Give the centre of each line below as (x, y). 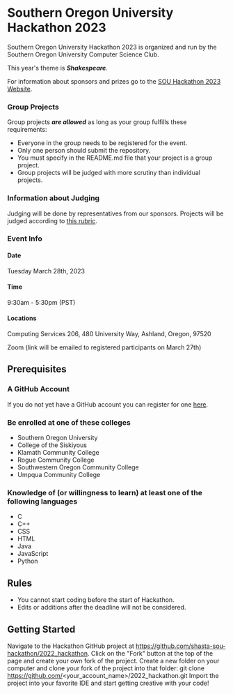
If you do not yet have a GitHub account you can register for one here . (108, 404)
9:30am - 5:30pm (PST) (41, 302)
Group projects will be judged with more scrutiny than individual (109, 173)
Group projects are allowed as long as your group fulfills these (97, 122)
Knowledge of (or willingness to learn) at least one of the (105, 492)
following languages (42, 501)
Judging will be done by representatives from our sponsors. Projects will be (115, 213)
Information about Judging (53, 198)
